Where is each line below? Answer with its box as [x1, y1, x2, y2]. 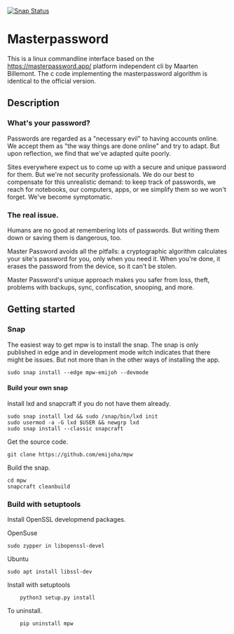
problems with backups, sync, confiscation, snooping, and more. [7, 283, 195, 291]
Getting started [7, 303, 76, 315]
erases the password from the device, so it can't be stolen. [7, 262, 177, 270]
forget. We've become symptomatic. [7, 192, 112, 201]
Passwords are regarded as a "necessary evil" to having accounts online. [7, 134, 219, 143]
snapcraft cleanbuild [7, 483, 71, 490]
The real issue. [7, 210, 59, 220]
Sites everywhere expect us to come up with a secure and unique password [7, 162, 226, 171]
